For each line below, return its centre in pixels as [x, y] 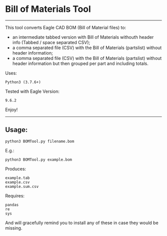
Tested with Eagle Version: [32, 91]
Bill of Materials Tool [48, 9]
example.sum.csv [22, 186]
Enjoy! [12, 110]
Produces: [16, 169]
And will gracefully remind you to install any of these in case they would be [82, 223]
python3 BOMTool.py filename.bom [40, 141]
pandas [12, 205]
